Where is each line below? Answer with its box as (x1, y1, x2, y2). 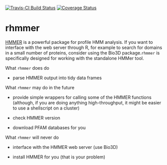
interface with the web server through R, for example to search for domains (5, 44, 162, 50)
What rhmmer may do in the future (5, 84, 75, 90)
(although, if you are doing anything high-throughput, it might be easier (12, 99, 161, 105)
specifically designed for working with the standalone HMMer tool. (5, 55, 144, 61)
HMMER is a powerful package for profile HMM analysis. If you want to (5, 39, 153, 45)
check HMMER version (12, 115, 61, 121)
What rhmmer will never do (5, 134, 59, 140)
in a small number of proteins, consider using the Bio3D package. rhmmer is (5, 49, 160, 56)
